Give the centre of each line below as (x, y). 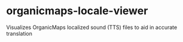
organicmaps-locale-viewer (77, 11)
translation (19, 33)
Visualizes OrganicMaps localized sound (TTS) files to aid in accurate (92, 27)
